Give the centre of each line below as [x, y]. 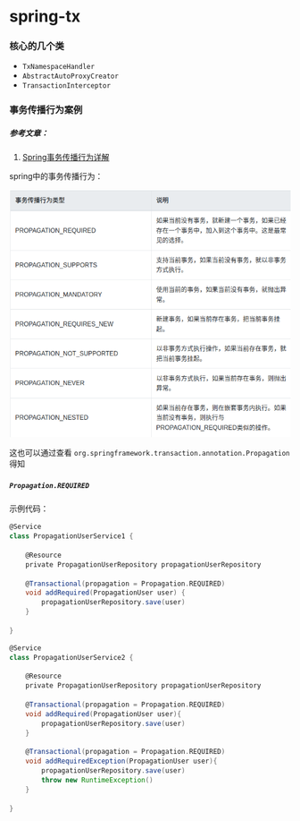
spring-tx [45, 17]
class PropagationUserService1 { [71, 536]
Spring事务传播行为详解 [66, 158]
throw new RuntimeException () [97, 781]
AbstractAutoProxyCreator [70, 77]
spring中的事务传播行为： [56, 176]
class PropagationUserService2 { [71, 657]
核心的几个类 [37, 47]
